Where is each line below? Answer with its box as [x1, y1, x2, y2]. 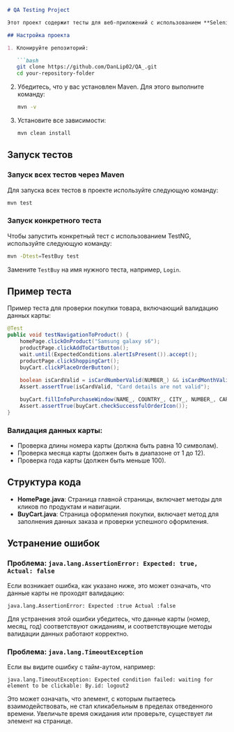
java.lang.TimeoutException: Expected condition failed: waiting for [7, 676, 214, 683]
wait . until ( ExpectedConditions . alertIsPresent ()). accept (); [19, 351, 198, 358]
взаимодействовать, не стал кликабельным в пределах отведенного [7, 702, 213, 710]
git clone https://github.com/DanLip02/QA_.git [16, 64, 157, 71]
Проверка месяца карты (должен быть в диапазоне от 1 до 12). [17, 449, 205, 457]
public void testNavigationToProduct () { [7, 332, 130, 339]
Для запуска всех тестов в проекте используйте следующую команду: [7, 186, 219, 194]
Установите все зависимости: [17, 116, 107, 124]
